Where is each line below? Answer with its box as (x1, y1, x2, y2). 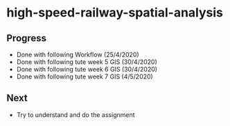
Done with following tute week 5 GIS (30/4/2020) (16, 58, 157, 66)
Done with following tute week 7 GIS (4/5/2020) (16, 72, 153, 81)
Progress (6, 32, 46, 44)
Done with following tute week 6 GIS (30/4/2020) (16, 65, 157, 73)
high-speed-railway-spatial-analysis (6, 5, 223, 21)
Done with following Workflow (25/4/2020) (16, 50, 139, 59)
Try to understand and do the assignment (16, 110, 136, 118)
